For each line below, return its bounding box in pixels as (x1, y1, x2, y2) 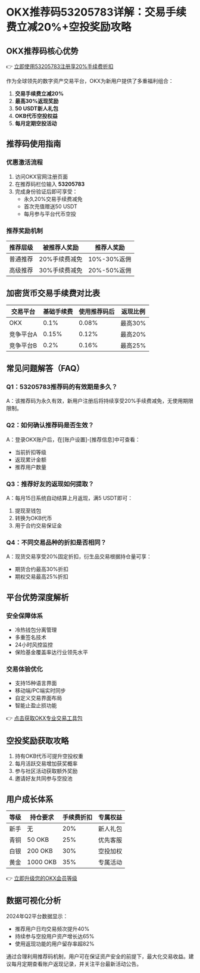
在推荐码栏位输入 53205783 (14, 180, 85, 188)
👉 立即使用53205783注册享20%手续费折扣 (6, 63, 114, 70)
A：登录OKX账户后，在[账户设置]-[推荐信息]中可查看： (6, 436, 141, 443)
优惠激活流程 (6, 158, 43, 167)
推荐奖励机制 (6, 226, 43, 235)
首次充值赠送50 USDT (23, 203, 77, 210)
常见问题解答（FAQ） (6, 363, 85, 374)
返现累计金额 (14, 456, 46, 463)
